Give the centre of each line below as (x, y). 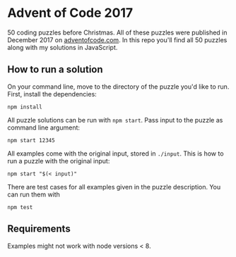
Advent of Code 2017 (70, 13)
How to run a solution (55, 69)
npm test (20, 207)
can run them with (34, 194)
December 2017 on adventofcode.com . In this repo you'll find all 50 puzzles (117, 39)
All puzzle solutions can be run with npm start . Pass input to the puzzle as (115, 120)
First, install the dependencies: (52, 94)
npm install (25, 107)
